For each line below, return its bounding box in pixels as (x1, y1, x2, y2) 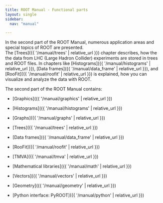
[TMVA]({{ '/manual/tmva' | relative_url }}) (12, 154, 99, 160)
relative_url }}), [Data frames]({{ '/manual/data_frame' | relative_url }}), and (5, 66, 159, 72)
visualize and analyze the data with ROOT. (5, 76, 92, 82)
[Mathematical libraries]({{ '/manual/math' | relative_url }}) (12, 163, 132, 170)
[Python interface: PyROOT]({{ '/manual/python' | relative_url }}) (12, 193, 145, 199)
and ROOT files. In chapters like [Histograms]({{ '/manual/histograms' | (5, 60, 151, 66)
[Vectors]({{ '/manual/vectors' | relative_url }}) (12, 173, 107, 179)
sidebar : (5, 16, 23, 21)
